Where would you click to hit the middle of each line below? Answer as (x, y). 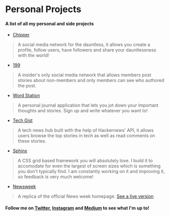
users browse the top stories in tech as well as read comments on (87, 136)
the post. (27, 86)
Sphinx (20, 151)
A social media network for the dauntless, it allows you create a (84, 45)
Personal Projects (43, 9)
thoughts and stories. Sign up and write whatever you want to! (83, 111)
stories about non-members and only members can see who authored (91, 80)
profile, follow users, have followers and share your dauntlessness (87, 50)
